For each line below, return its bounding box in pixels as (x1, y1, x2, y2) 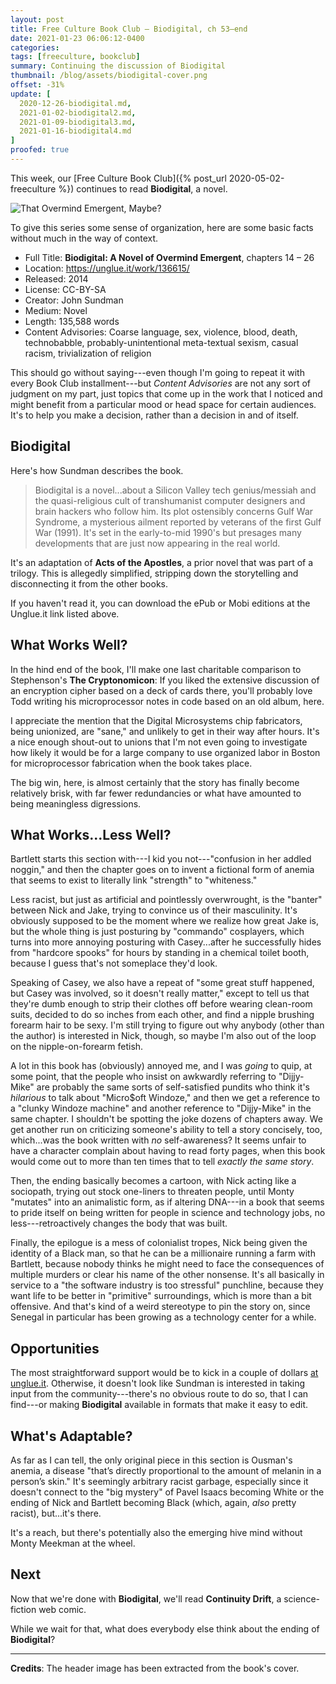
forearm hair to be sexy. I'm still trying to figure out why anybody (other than (10, 1019, 325, 1031)
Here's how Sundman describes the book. (10, 464, 184, 476)
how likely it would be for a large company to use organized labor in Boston (10, 746, 321, 758)
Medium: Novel (24, 304, 88, 316)
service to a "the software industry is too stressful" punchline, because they (10, 1279, 324, 1291)
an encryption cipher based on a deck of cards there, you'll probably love (10, 684, 313, 696)
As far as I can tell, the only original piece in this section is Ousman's (10, 1454, 293, 1466)
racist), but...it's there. (10, 1507, 102, 1519)
